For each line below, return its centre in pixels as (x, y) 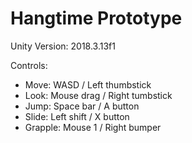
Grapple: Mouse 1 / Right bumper (93, 127)
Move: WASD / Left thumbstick (88, 84)
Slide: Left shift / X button (77, 116)
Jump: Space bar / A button (82, 106)
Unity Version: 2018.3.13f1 (63, 46)
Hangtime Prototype (96, 18)
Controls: (29, 65)
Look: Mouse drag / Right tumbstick (98, 95)
